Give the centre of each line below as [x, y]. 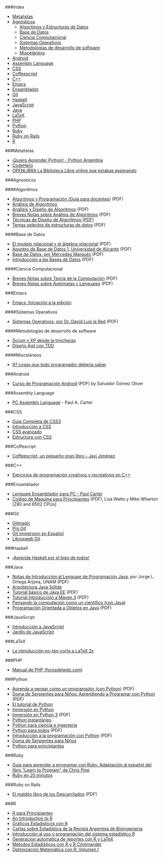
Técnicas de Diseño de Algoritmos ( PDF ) [53, 220]
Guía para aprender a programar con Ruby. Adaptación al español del [82, 765]
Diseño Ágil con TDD [33, 346]
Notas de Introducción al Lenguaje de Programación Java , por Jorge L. [83, 577]
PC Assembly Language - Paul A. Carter [52, 402]
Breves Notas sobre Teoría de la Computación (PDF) [65, 278]
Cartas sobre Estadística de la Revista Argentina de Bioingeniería [77, 829]
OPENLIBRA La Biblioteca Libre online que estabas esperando [74, 170]
